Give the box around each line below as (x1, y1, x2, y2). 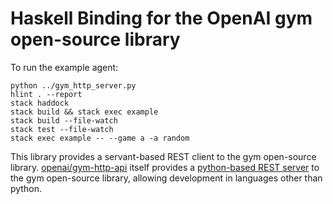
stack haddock (10, 98, 70, 108)
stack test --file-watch (10, 124, 114, 134)
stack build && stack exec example (10, 107, 159, 117)
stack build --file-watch (10, 115, 118, 126)
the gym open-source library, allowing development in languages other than (10, 172, 323, 184)
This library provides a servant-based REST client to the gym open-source (10, 150, 317, 162)
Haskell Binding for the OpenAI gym (10, 7, 313, 30)
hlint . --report (10, 89, 83, 99)
